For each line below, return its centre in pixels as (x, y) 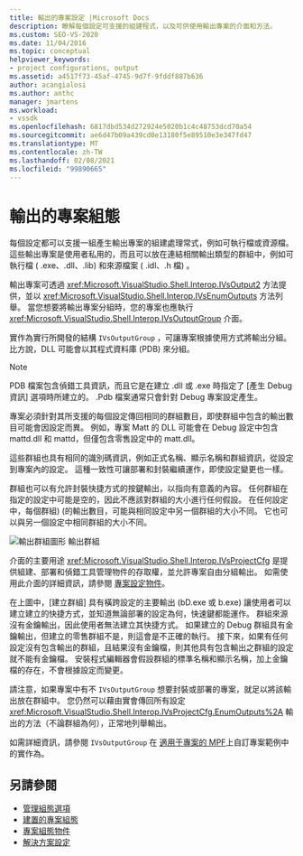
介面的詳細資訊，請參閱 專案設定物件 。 (97, 583)
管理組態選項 (46, 808)
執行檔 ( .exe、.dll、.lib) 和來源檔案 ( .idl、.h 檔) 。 (102, 265)
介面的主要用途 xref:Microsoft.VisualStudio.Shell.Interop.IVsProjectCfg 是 (145, 561)
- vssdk (24, 118)
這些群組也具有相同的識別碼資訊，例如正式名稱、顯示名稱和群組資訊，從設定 (151, 458)
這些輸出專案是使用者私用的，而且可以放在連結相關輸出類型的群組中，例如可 (151, 255)
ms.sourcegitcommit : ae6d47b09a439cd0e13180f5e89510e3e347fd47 (131, 135)
